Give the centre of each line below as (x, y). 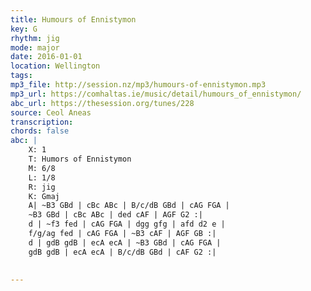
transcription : (42, 122)
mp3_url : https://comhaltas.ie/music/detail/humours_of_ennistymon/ (156, 94)
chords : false (40, 131)
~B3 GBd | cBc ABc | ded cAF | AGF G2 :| (115, 215)
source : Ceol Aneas (51, 112)
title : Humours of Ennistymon (73, 19)
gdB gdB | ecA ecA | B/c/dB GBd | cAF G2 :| (122, 252)
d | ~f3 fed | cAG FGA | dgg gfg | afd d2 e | (127, 224)
